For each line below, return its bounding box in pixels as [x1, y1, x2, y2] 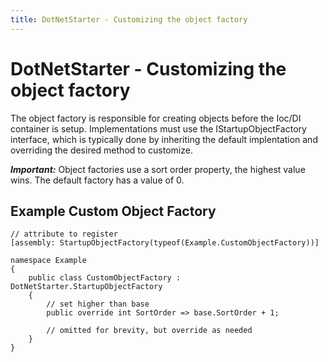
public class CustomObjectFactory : [28, 273, 182, 283]
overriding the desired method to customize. [10, 144, 193, 156]
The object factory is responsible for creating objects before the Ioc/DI [10, 112, 302, 124]
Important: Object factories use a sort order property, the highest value [10, 163, 306, 175]
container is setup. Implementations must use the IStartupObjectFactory [10, 122, 307, 135]
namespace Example [10, 256, 87, 266]
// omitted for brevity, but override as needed [46, 326, 253, 336]
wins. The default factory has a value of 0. [10, 174, 185, 186]
